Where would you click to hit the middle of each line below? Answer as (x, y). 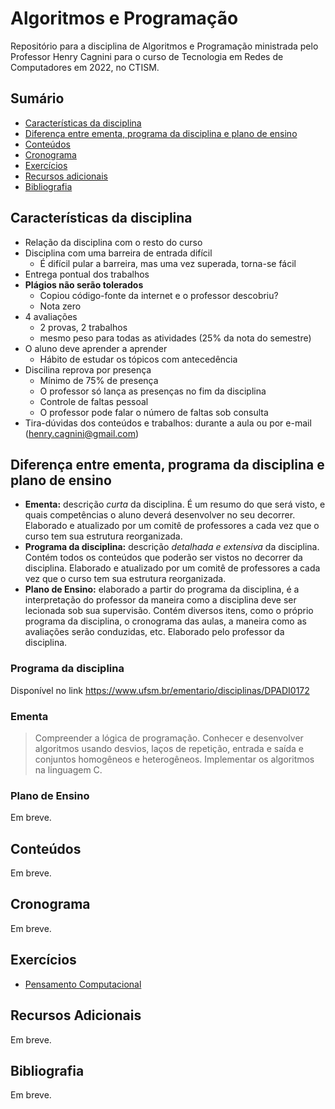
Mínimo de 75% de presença (99, 380)
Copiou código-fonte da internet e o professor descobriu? (159, 295)
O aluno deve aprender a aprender (96, 348)
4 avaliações (51, 316)
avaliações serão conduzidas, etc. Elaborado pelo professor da (154, 632)
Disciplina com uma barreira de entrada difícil (118, 253)
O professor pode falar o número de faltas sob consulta (154, 412)
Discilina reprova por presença (88, 369)
